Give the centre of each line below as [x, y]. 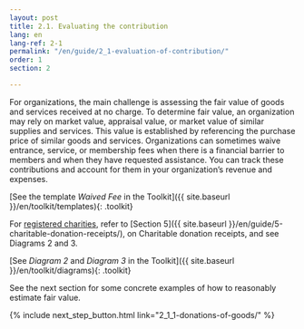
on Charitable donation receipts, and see [203, 233]
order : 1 [26, 60]
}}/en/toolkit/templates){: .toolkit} [71, 206]
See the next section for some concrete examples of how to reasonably [143, 287]
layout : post [34, 18]
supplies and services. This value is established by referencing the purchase [152, 131]
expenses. [29, 179]
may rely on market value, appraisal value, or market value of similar [137, 121]
